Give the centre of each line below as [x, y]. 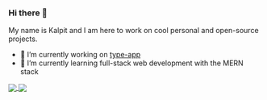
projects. [23, 39]
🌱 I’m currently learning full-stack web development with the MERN [131, 63]
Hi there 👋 [28, 13]
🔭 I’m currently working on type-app [80, 55]
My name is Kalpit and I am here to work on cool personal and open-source [134, 31]
